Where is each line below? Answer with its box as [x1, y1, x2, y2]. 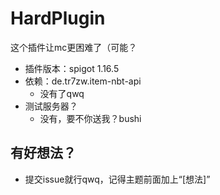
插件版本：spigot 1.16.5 [24, 62, 120, 74]
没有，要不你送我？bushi [39, 112, 142, 124]
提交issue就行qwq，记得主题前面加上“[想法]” [24, 173, 211, 185]
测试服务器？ [24, 100, 78, 112]
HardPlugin [10, 7, 106, 30]
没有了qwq [39, 87, 85, 99]
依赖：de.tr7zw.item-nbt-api [24, 75, 142, 87]
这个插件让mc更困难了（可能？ [10, 41, 138, 53]
